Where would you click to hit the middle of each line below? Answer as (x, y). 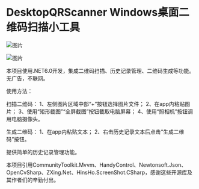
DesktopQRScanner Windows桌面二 (98, 12)
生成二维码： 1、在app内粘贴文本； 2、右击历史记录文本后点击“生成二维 (95, 132)
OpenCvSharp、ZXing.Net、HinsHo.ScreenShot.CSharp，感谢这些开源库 (97, 172)
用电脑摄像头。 (25, 119)
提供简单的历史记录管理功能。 (43, 152)
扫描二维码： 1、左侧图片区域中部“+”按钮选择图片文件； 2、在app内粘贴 (96, 104)
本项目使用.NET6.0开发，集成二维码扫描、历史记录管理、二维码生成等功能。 (100, 70)
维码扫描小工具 (43, 27)
